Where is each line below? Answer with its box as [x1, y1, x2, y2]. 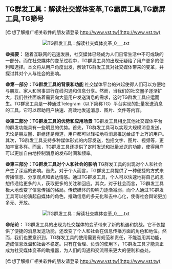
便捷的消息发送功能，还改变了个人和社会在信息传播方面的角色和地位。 [14, 228, 162, 234]
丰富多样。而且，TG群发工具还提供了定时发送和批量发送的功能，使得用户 [9, 144, 164, 150]
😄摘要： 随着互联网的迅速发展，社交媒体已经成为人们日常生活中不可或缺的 [5, 51, 164, 57]
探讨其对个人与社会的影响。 [5, 70, 64, 76]
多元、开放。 [5, 200, 32, 206]
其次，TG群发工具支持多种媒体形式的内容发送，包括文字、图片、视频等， [5, 137, 160, 143]
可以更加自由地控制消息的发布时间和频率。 [5, 150, 95, 156]
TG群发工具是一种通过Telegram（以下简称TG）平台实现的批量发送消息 [14, 100, 163, 106]
